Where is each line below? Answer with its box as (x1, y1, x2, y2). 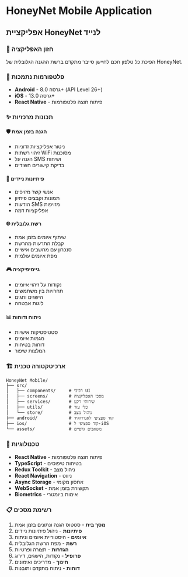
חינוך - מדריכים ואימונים (14, 558, 69, 565)
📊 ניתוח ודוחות (6, 313, 41, 320)
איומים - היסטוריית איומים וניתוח (14, 534, 87, 540)
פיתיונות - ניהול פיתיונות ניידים (14, 527, 82, 534)
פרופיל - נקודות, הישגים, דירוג (14, 552, 81, 559)
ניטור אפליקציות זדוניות (14, 143, 65, 150)
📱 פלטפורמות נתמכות (6, 72, 65, 81)
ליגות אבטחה (14, 299, 44, 306)
